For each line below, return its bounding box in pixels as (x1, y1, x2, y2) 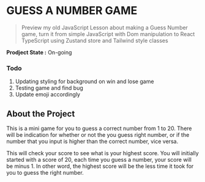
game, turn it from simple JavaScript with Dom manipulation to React (21, 30, 195, 37)
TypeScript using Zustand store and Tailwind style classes (21, 37, 168, 44)
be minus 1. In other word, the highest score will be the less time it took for (6, 162, 194, 170)
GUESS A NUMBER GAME (6, 4, 138, 18)
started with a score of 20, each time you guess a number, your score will (6, 156, 192, 164)
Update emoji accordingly (15, 91, 81, 98)
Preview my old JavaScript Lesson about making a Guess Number (21, 24, 188, 31)
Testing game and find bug (15, 84, 84, 92)
